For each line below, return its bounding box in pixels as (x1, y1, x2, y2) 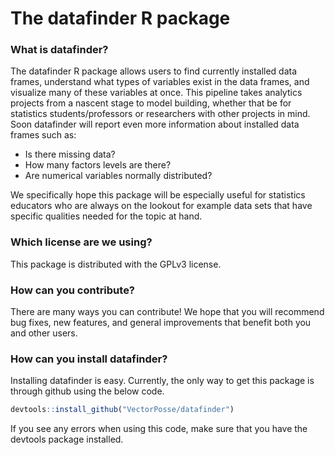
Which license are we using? (10, 235, 153, 249)
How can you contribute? (10, 283, 136, 297)
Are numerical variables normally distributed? (24, 170, 213, 182)
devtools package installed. (10, 433, 124, 446)
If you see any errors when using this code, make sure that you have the (10, 423, 308, 435)
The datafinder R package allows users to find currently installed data (10, 65, 298, 77)
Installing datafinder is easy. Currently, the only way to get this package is (10, 375, 315, 387)
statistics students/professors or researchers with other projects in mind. (10, 108, 311, 120)
